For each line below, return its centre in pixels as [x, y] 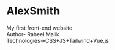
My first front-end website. [40, 28]
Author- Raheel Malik [33, 34]
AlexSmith [33, 11]
